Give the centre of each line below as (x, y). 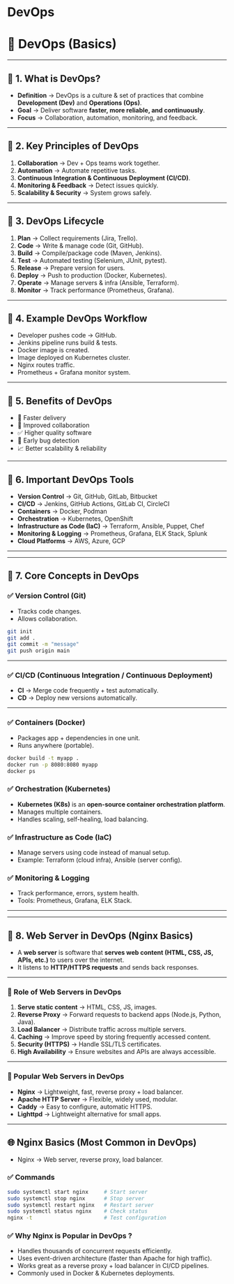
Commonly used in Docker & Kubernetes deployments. (96, 1274)
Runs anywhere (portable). (55, 745)
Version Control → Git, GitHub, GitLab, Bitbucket (87, 496)
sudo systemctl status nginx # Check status (78, 1211)
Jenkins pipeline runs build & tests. (67, 342)
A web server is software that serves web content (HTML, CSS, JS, (115, 953)
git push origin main (39, 651)
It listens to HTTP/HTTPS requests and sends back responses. (108, 967)
